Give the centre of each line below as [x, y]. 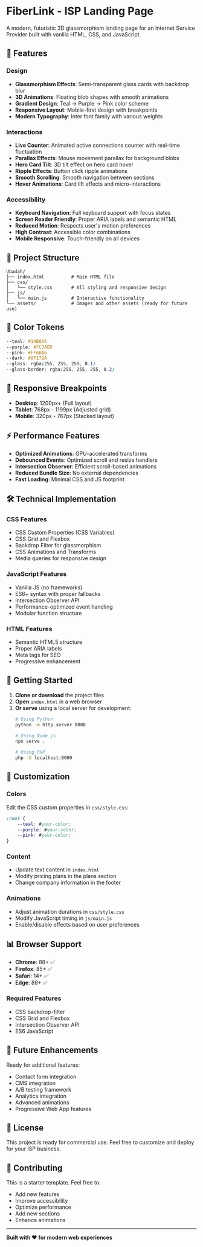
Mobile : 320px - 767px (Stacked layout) [65, 416]
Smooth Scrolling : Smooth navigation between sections [85, 177]
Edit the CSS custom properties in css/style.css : [67, 807]
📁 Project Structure [43, 258]
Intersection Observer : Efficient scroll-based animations [86, 466]
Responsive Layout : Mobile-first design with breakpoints [86, 110]
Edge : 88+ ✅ [31, 982]
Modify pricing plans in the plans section [66, 876]
